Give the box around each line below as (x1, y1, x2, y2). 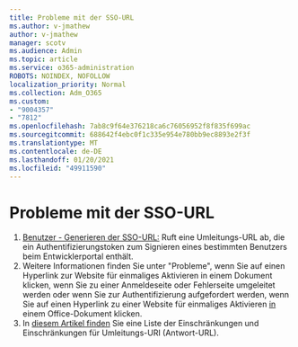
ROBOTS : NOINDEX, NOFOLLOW (9, 72, 110, 81)
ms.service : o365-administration (9, 64, 135, 73)
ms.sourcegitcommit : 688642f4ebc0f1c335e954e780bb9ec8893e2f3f (9, 130, 251, 139)
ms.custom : (9, 96, 50, 106)
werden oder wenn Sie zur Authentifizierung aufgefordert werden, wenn (22, 289, 290, 300)
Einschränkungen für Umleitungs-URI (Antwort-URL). (22, 327, 220, 338)
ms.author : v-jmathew (9, 22, 91, 31)
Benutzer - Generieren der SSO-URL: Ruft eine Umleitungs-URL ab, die (22, 232, 285, 243)
